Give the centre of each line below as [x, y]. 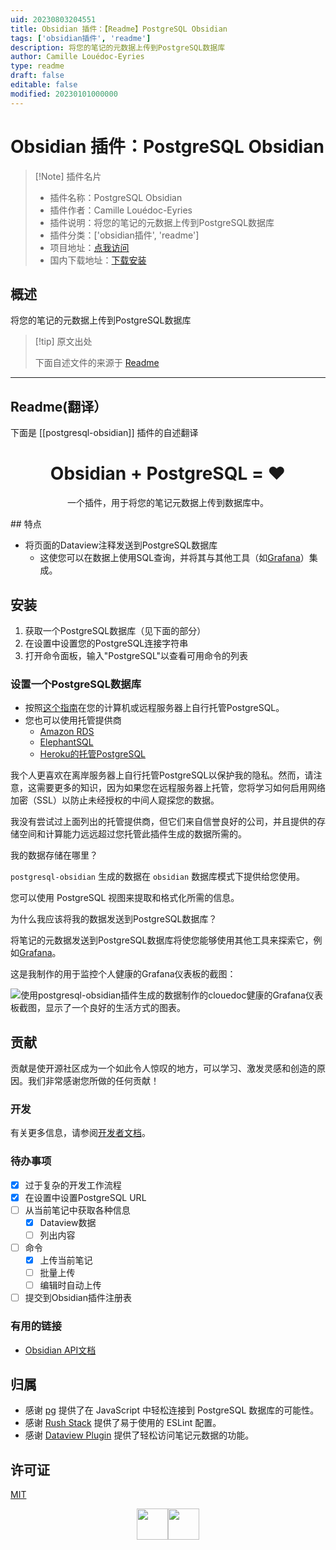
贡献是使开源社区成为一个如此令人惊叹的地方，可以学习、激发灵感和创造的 [163, 1068]
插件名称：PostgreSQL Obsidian [116, 197]
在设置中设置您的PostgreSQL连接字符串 [106, 643]
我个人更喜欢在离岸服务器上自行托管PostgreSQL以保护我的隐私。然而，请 [162, 775]
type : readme [37, 66]
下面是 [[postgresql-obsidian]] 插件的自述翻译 [104, 433]
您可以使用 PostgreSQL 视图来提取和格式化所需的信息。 [125, 898]
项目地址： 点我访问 [89, 247]
